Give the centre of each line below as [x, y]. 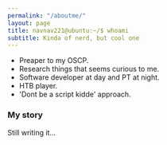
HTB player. [38, 86]
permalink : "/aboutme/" [47, 16]
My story [25, 115]
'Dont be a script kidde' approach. [75, 94]
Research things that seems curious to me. [89, 69]
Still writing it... [32, 132]
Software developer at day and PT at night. [89, 77]
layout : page [29, 23]
